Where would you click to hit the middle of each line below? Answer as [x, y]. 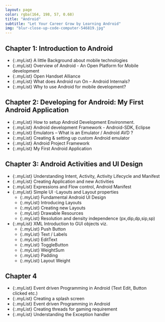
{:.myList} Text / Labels [43, 234]
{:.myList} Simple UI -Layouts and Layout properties [65, 192]
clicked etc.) [25, 293]
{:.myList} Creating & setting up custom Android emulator [71, 138]
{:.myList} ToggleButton [44, 244]
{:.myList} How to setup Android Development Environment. [74, 122]
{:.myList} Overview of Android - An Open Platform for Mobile [75, 66]
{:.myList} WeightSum [42, 250]
